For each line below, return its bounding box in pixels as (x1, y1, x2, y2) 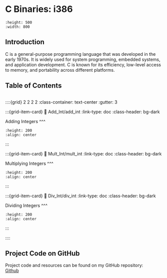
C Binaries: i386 (5, 3, 73, 15)
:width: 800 (5, 24, 30, 29)
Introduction (5, 38, 45, 46)
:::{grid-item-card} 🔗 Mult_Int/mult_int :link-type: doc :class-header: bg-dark (5, 150, 162, 156)
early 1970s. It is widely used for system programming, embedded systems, (5, 56, 161, 62)
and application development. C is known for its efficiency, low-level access (5, 61, 161, 68)
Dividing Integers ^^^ (5, 202, 48, 208)
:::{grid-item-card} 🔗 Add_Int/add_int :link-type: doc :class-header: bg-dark (5, 109, 161, 115)
